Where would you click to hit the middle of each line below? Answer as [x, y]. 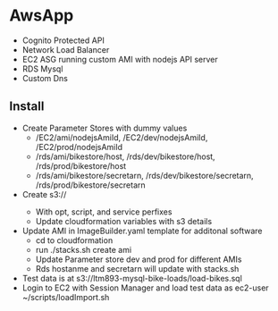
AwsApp [42, 16]
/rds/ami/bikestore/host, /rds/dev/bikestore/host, [126, 156]
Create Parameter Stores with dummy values [105, 128]
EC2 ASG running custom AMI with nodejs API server [120, 59]
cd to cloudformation [74, 240]
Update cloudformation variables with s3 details [124, 221]
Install [27, 107]
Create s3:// [44, 194]
